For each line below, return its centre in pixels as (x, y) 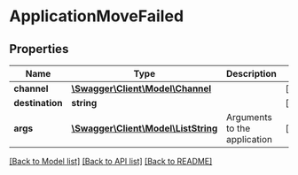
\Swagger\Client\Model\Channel (141, 88)
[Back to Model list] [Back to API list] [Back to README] (111, 161)
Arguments (249, 117)
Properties (39, 49)
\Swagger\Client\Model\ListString (145, 128)
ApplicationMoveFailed (97, 16)
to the (238, 128)
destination (38, 103)
